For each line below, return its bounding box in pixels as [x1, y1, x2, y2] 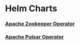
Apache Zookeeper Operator [5, 21, 75, 27]
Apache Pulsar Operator [5, 34, 64, 41]
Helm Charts [5, 3, 57, 14]
